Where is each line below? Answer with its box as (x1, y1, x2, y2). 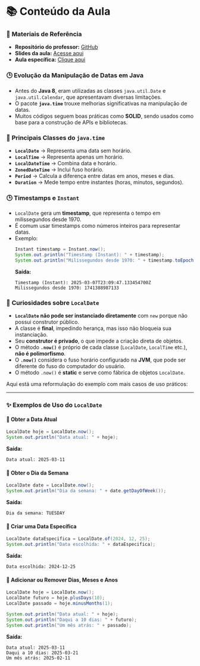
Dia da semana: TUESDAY (6, 510, 65, 516)
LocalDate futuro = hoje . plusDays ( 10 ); (6, 595, 105, 601)
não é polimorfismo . (14, 350, 66, 357)
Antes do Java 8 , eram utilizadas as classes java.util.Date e (14, 87, 166, 94)
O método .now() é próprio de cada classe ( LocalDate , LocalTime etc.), (14, 344, 187, 351)
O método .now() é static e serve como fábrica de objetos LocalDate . (14, 369, 185, 376)
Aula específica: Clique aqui (14, 56, 86, 63)
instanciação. (14, 331, 48, 338)
